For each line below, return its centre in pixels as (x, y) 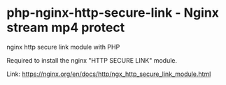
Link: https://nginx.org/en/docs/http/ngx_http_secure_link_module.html (109, 74)
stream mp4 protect (66, 28)
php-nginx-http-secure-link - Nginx (113, 13)
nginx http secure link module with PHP (63, 47)
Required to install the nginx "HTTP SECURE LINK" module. (92, 60)
